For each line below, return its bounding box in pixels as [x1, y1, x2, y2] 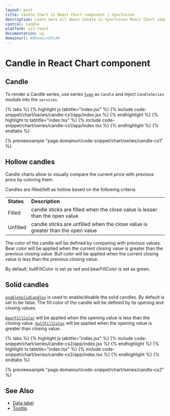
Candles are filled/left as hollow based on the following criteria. [5, 186, 137, 193]
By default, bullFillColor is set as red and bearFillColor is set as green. [5, 266, 150, 272]
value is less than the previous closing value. [5, 256, 99, 262]
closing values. [5, 305, 37, 311]
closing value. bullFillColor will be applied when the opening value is [5, 320, 152, 326]
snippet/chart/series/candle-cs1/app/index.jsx [5, 111, 102, 118]
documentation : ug [5, 31, 44, 36]
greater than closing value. [5, 325, 61, 331]
